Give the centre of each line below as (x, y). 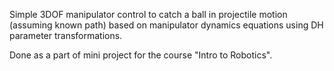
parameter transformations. (66, 35)
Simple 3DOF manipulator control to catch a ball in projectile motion (148, 14)
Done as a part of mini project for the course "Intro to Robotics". (141, 55)
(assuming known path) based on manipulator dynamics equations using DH (166, 25)
